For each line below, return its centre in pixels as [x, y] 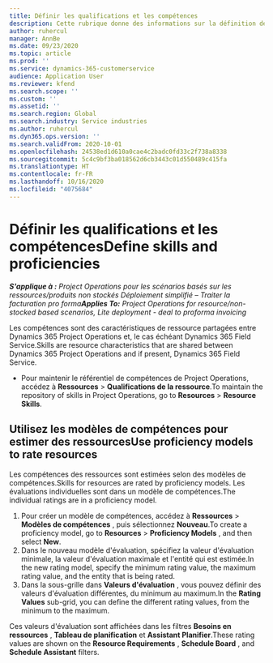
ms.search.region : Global [53, 114]
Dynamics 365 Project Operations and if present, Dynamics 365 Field [125, 353]
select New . [41, 541]
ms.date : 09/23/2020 [44, 46]
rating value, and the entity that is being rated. [98, 575]
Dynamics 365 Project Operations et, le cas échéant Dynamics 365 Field [130, 336]
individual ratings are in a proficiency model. [83, 500]
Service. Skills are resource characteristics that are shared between [121, 344]
